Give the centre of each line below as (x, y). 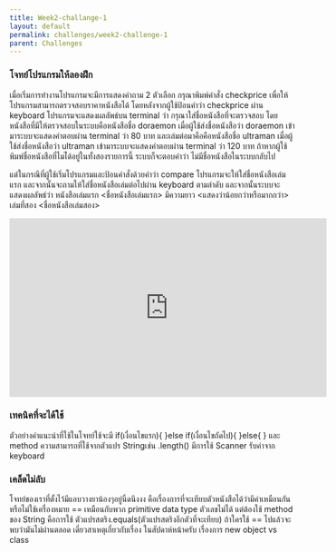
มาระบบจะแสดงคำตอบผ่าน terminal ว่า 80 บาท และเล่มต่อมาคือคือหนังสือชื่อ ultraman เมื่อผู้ (151, 135)
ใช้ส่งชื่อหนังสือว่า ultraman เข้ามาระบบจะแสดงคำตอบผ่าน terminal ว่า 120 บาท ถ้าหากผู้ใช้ (149, 145)
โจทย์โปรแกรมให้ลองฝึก (51, 75)
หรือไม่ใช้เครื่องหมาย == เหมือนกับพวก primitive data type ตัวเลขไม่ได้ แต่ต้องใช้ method (151, 509)
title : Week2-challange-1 (58, 18)
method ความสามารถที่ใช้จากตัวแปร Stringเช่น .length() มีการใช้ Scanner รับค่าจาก (143, 445)
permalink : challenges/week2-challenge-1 (89, 34)
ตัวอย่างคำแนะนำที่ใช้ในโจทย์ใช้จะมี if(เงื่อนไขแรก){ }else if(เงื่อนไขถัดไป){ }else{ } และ (145, 435)
